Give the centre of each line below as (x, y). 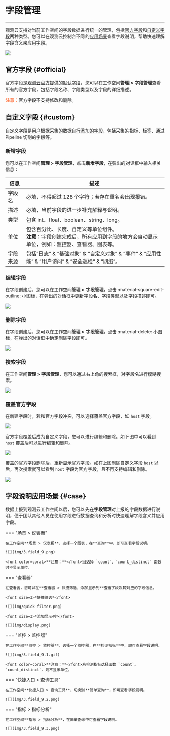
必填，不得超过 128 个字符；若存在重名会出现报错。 (88, 197)
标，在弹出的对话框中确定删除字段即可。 (47, 338)
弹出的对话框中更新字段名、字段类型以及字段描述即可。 (101, 296)
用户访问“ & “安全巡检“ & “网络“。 (81, 261)
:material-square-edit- (141, 290)
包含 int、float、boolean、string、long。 (74, 220)
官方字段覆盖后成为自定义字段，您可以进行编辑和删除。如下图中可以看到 (80, 437)
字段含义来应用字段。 (27, 42)
